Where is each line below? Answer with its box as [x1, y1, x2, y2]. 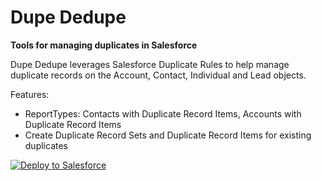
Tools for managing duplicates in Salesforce [10, 39, 198, 51]
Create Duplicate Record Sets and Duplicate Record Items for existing [24, 129, 312, 141]
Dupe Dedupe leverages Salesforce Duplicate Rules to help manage [10, 58, 290, 70]
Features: [10, 88, 50, 100]
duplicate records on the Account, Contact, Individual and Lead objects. [10, 69, 307, 81]
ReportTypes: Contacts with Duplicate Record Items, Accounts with [24, 107, 302, 120]
